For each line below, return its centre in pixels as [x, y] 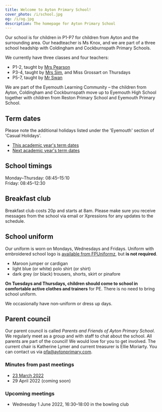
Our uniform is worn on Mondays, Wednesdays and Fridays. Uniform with [80, 248]
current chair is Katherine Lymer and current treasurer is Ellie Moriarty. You [81, 347]
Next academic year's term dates [46, 151]
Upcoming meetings [30, 393]
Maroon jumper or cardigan [40, 263]
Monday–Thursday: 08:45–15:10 [37, 178]
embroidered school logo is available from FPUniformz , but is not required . [81, 254]
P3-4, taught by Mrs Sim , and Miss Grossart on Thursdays [71, 73]
